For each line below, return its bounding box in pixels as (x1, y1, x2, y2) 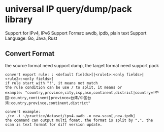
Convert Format (5, 50, 55, 58)
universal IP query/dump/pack (5, 3, 132, 15)
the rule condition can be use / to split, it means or (5, 85, 122, 90)
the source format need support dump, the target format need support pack (5, 62, 159, 68)
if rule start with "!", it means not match (5, 80, 98, 85)
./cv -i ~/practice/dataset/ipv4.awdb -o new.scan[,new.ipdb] (5, 113, 135, 118)
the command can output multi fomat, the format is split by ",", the (5, 118, 153, 123)
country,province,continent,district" (11, 101, 91, 106)
